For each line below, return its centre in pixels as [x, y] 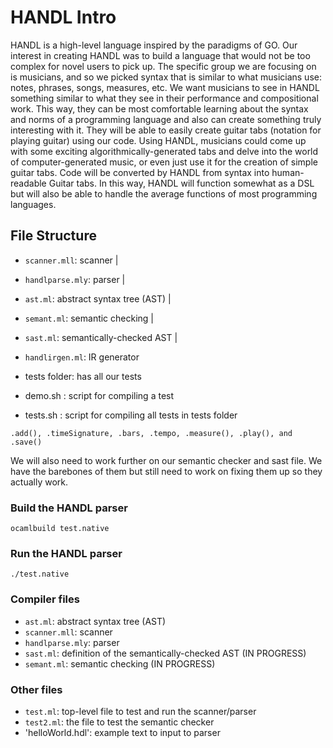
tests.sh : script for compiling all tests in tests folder [131, 415]
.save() [26, 442]
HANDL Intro [63, 17]
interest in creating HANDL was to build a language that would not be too [160, 55]
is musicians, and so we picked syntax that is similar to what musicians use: [166, 77]
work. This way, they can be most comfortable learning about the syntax [159, 108]
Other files [36, 689]
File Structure [53, 236]
